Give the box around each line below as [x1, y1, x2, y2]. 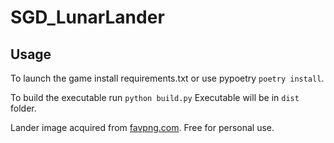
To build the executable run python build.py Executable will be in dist [10, 92, 300, 103]
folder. [10, 102, 37, 114]
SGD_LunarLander [10, 6, 165, 29]
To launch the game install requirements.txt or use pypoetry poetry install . [10, 72, 325, 84]
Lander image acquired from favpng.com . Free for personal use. [10, 122, 275, 133]
